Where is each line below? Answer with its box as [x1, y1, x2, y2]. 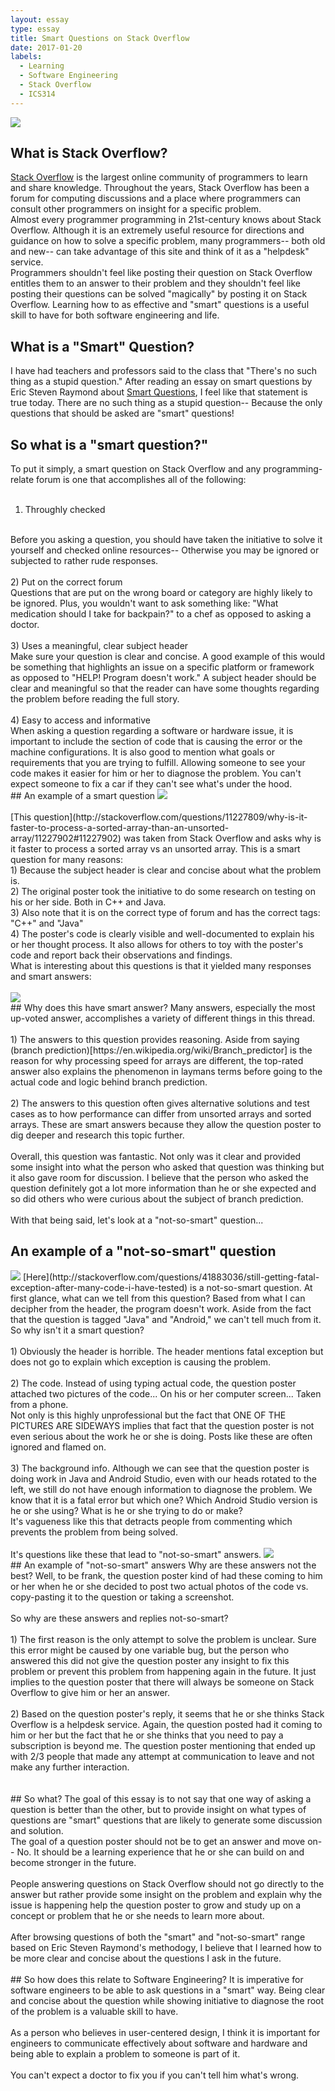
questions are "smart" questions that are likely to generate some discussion [10, 1814, 323, 1826]
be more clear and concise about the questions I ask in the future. [10, 1952, 282, 1964]
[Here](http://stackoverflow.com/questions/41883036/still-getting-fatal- [22, 1271, 320, 1283]
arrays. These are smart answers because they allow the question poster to [10, 1119, 322, 1131]
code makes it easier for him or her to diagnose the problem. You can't [10, 767, 302, 780]
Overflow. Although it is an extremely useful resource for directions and [10, 224, 305, 236]
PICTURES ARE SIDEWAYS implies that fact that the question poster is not [10, 1419, 315, 1431]
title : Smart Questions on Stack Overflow [10, 33, 190, 43]
